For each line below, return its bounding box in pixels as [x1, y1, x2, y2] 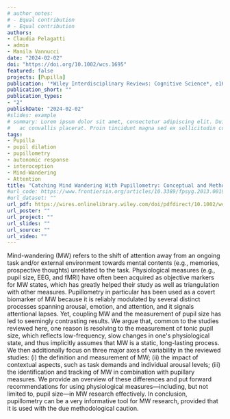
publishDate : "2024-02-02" [7, 105, 84, 112]
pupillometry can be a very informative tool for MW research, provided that [7, 397, 219, 405]
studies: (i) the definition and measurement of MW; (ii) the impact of [7, 353, 199, 361]
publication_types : [7, 93, 63, 100]
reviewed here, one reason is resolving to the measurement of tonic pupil [7, 325, 214, 333]
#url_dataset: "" [7, 194, 57, 202]
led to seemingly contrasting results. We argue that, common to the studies [7, 317, 219, 325]
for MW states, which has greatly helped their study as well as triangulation [7, 281, 220, 289]
